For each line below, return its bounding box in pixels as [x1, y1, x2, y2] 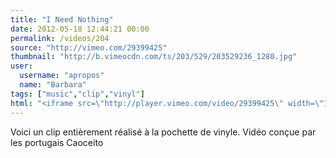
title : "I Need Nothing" [10, 14, 114, 25]
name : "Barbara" [19, 80, 87, 90]
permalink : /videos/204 [10, 33, 110, 43]
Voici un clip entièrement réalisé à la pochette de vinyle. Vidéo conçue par [10, 126, 317, 138]
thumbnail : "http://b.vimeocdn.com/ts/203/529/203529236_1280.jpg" [10, 52, 298, 62]
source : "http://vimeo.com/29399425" [10, 42, 168, 53]
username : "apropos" [19, 71, 105, 81]
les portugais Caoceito [10, 136, 104, 148]
